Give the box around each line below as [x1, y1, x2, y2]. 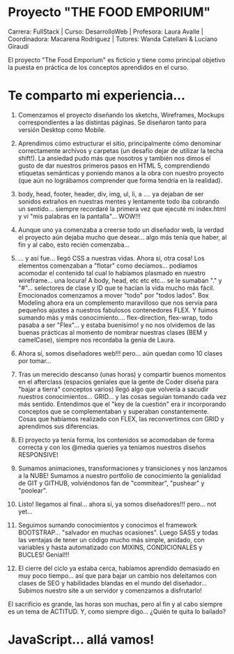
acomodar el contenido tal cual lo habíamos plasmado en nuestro [17, 268, 206, 277]
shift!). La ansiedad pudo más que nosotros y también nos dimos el [17, 154, 211, 162]
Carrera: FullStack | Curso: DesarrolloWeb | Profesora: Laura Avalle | [8, 27, 204, 36]
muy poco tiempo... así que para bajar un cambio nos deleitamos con [17, 571, 217, 580]
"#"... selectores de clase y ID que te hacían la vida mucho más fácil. [17, 284, 215, 292]
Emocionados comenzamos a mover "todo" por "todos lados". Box [17, 291, 210, 299]
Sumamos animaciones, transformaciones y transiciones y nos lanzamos [17, 464, 228, 472]
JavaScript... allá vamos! [8, 632, 155, 648]
